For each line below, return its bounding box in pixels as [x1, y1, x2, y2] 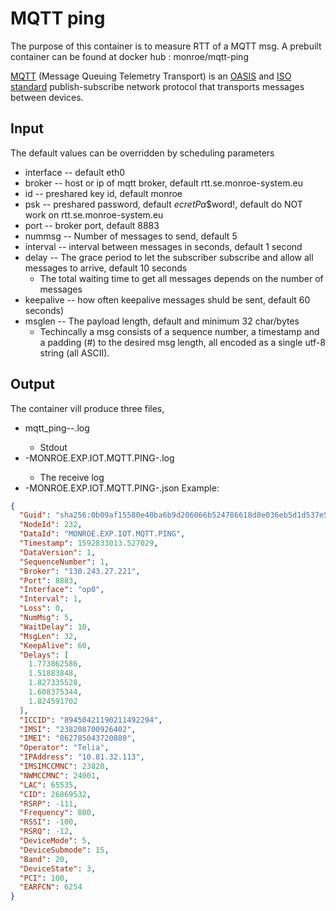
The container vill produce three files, [10, 402, 165, 414]
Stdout [39, 441, 68, 453]
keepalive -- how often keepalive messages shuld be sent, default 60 [24, 293, 311, 306]
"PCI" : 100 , [19, 873, 70, 883]
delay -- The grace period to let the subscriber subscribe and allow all [24, 251, 314, 263]
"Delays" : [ [19, 650, 70, 660]
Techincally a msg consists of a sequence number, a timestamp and [39, 325, 320, 337]
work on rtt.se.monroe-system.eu [24, 208, 164, 221]
